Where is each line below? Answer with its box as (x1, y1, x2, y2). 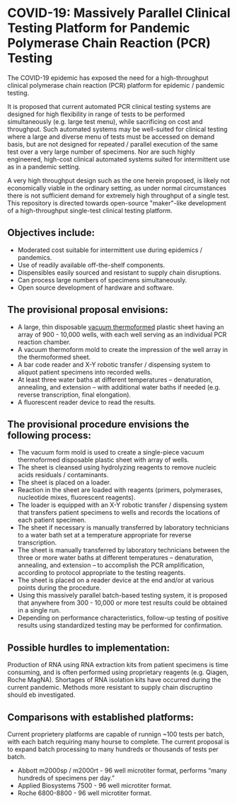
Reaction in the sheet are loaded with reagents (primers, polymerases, (17, 486, 223, 494)
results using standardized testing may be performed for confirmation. (17, 621, 223, 630)
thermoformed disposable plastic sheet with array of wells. (17, 455, 190, 465)
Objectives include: (7, 227, 96, 239)
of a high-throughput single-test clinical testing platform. (7, 206, 173, 215)
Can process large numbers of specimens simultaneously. (17, 275, 187, 284)
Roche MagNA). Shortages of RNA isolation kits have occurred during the (7, 676, 221, 684)
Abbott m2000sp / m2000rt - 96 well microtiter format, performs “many (17, 766, 228, 775)
